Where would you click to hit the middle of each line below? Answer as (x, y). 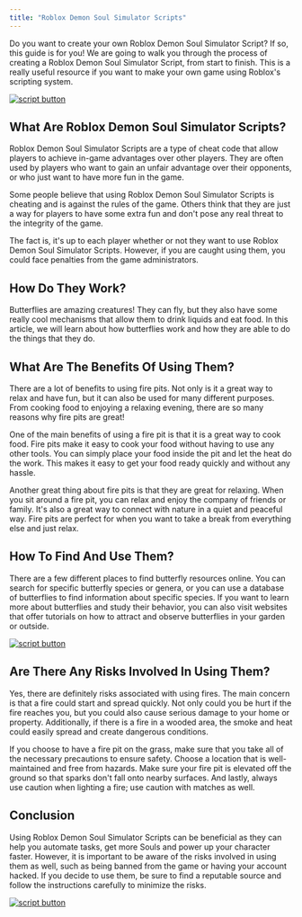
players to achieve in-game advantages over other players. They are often (147, 158)
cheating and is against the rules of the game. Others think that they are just (150, 204)
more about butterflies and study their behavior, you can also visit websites (148, 607)
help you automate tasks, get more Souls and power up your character (140, 847)
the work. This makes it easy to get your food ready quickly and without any (150, 463)
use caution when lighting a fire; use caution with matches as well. (132, 787)
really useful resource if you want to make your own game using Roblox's (145, 72)
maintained (30, 768)
